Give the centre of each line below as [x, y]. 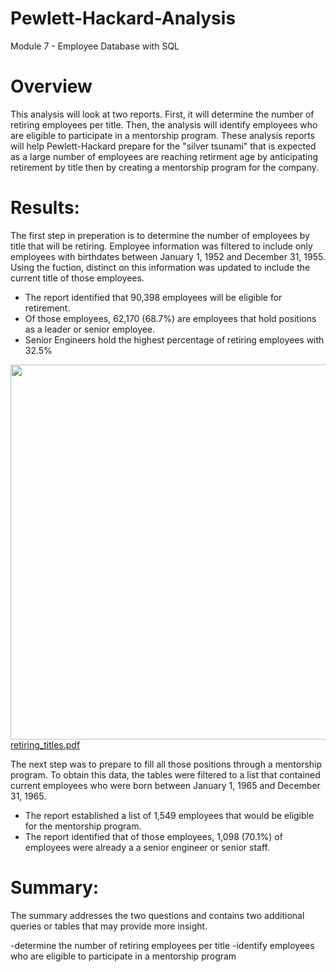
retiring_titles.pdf [45, 744]
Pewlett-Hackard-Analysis [123, 18]
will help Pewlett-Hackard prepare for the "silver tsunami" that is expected [163, 146]
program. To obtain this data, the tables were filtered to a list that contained [165, 774]
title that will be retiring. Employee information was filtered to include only [161, 246]
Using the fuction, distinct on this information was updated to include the [160, 267]
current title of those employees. [77, 278]
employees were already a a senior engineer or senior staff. [147, 847]
